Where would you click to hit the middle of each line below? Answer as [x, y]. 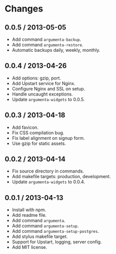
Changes [24, 9]
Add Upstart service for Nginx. [44, 83]
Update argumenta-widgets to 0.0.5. [48, 99]
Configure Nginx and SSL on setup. [48, 89]
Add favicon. [25, 127]
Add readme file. [29, 215]
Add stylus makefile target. [40, 236]
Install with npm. [29, 210]
